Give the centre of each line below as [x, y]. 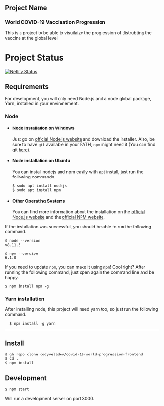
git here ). [21, 150]
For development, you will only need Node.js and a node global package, [78, 99]
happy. [12, 277]
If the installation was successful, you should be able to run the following [78, 226]
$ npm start [17, 389]
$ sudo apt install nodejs [40, 186]
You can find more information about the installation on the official [79, 212]
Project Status [35, 58]
